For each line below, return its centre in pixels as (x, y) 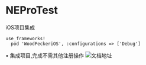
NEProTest (32, 10)
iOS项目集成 (20, 27)
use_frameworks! (25, 38)
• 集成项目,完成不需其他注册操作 (45, 55)
